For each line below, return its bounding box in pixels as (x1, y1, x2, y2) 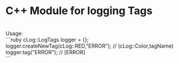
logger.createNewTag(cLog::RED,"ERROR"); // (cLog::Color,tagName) (5, 42, 174, 49)
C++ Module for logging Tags (5, 4, 153, 18)
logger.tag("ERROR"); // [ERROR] (5, 48, 85, 55)
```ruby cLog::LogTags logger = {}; (5, 36, 89, 43)
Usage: (5, 29, 23, 37)
